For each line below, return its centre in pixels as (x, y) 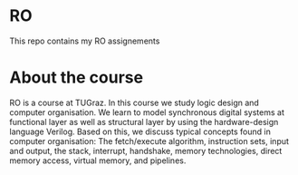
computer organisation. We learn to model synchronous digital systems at (147, 112)
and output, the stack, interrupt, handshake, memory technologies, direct (146, 151)
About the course (76, 78)
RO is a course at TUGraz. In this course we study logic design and (135, 102)
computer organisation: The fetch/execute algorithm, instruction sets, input (149, 141)
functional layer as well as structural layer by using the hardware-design (144, 122)
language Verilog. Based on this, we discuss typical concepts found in (140, 131)
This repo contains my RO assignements (85, 41)
